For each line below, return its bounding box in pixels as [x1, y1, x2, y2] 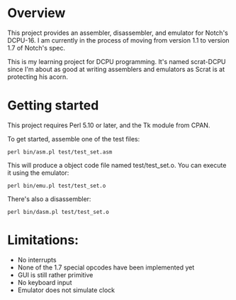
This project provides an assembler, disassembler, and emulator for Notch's [7, 28, 228, 37]
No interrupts [17, 255, 57, 264]
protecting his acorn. [7, 73, 69, 81]
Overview [7, 5, 66, 21]
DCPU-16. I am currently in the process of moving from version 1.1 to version [7, 36, 230, 44]
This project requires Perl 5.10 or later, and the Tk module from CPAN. [7, 121, 210, 129]
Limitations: [7, 232, 79, 248]
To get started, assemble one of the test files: [7, 134, 140, 143]
